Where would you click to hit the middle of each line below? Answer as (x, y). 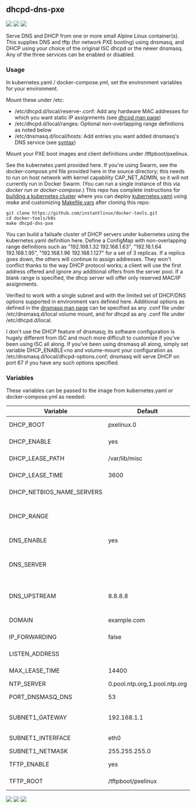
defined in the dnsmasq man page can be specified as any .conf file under (95, 308)
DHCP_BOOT (27, 425)
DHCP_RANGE (29, 516)
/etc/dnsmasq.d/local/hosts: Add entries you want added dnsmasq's (97, 136)
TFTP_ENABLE (29, 765)
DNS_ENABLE (28, 540)
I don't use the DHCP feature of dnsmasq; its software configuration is (90, 332)
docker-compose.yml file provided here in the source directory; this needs (95, 172)
